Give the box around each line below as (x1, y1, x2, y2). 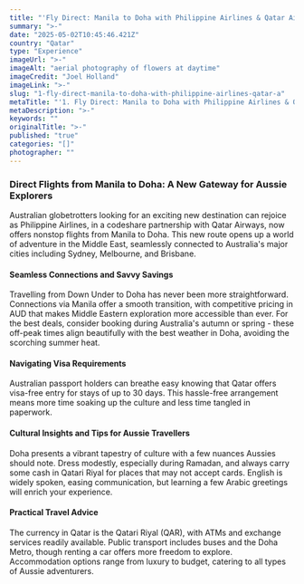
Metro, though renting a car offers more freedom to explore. (9, 546, 233, 557)
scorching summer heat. (9, 337, 100, 349)
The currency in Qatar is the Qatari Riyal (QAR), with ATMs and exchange (9, 527, 282, 538)
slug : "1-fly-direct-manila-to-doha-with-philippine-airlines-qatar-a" (9, 89, 285, 98)
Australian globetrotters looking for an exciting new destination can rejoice (9, 209, 287, 220)
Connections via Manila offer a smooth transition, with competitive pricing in (9, 299, 294, 310)
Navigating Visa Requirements (9, 358, 127, 369)
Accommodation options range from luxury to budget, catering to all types (9, 556, 287, 567)
